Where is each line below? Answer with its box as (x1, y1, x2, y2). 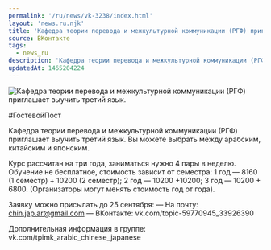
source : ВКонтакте (8, 34, 70, 43)
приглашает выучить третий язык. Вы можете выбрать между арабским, (8, 134, 261, 144)
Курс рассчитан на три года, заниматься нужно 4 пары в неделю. (8, 158, 236, 168)
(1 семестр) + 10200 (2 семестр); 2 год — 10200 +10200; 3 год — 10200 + (8, 175, 261, 185)
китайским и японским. (8, 142, 90, 153)
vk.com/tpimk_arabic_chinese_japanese (8, 232, 141, 242)
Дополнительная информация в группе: (8, 223, 147, 233)
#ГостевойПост (8, 110, 62, 120)
